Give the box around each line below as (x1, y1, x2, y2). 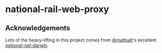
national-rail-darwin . (5, 42, 49, 48)
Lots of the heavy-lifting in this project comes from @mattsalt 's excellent (5, 37, 157, 43)
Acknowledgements (5, 24, 70, 32)
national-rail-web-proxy (5, 4, 109, 15)
